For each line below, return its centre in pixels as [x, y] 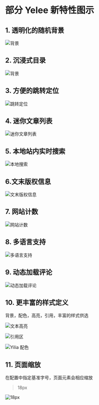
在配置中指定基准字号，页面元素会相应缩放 [49, 377]
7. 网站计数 [22, 212]
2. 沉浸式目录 [25, 60]
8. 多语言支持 [25, 242]
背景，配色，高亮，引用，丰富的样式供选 [47, 315]
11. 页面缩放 [23, 365]
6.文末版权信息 [28, 181]
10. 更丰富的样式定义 [37, 302]
